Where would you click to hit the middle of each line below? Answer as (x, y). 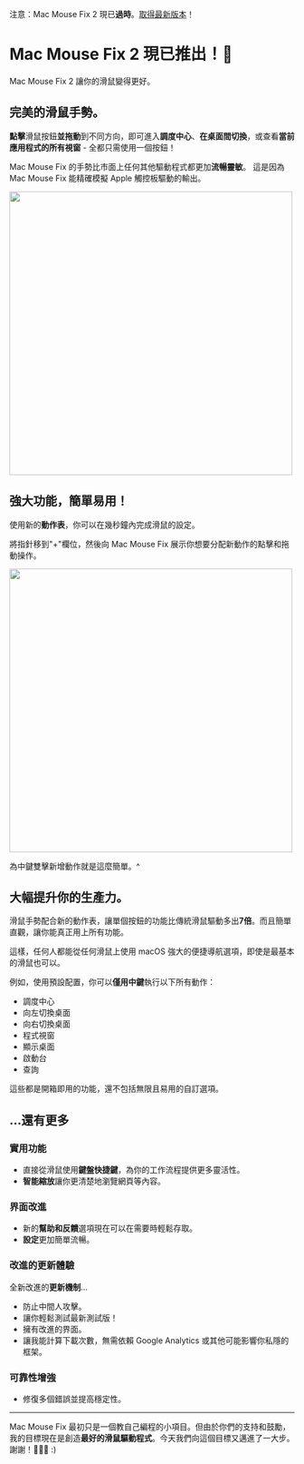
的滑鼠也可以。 (37, 963)
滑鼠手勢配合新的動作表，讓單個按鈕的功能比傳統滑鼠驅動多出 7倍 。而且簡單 (151, 921)
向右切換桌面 (46, 1024)
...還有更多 (39, 1120)
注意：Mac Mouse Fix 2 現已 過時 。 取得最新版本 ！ (102, 14)
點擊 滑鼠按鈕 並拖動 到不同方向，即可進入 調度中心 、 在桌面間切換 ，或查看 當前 (152, 136)
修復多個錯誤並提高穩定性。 (74, 1399)
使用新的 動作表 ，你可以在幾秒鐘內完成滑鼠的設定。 (104, 525)
